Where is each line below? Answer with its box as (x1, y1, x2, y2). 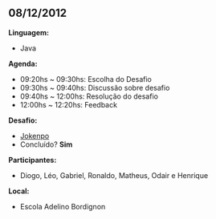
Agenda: (8, 59, 38, 68)
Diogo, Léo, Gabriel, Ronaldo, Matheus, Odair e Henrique (19, 170, 209, 180)
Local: (8, 186, 30, 196)
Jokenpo (19, 131, 50, 140)
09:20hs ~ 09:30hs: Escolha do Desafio (19, 74, 153, 83)
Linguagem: (8, 27, 50, 37)
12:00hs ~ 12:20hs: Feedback (19, 99, 118, 109)
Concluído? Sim (19, 140, 73, 149)
